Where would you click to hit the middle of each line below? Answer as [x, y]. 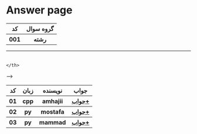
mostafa [52, 112]
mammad [52, 122]
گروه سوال [40, 29]
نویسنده [52, 90]
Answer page [39, 10]
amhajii [52, 101]
